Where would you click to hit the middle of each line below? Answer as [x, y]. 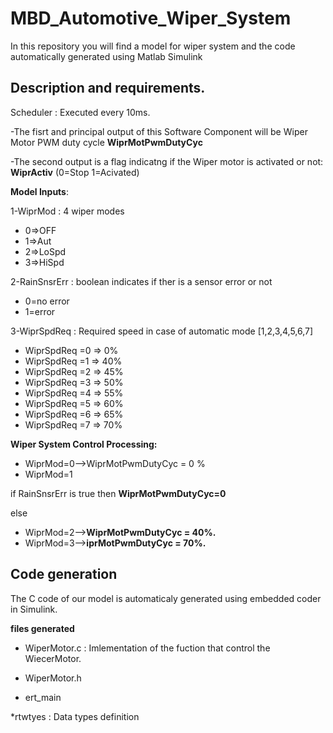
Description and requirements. [108, 88]
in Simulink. [34, 609]
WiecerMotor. [53, 658]
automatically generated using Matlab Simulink [106, 56]
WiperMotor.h [53, 678]
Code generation [64, 574]
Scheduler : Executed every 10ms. [80, 112]
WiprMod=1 [48, 474]
